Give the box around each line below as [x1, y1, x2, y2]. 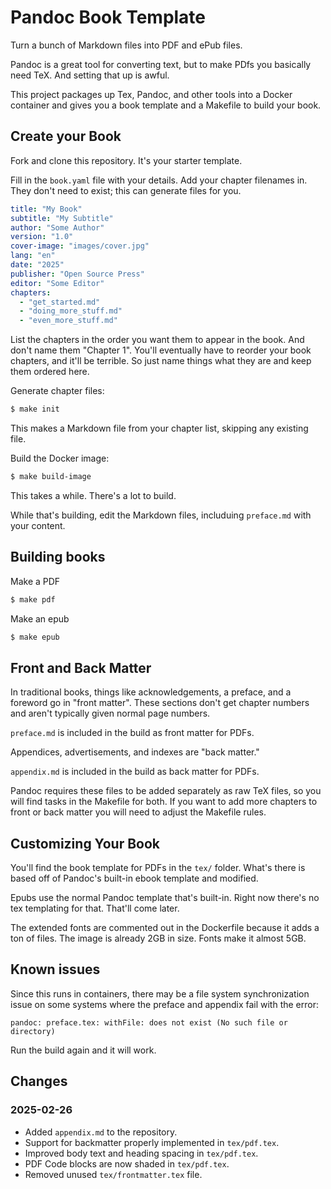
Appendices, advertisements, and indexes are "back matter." [10, 746, 260, 758]
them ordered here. [10, 366, 90, 378]
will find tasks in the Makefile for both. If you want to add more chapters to [10, 796, 318, 808]
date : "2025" [10, 260, 65, 270]
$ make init [10, 404, 60, 415]
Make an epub [10, 612, 70, 625]
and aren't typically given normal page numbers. [10, 707, 211, 720]
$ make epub [10, 632, 60, 642]
